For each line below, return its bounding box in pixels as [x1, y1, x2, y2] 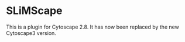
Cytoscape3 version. [6, 29, 57, 36]
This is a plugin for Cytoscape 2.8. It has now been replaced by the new [6, 23, 180, 30]
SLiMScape [6, 4, 63, 17]
